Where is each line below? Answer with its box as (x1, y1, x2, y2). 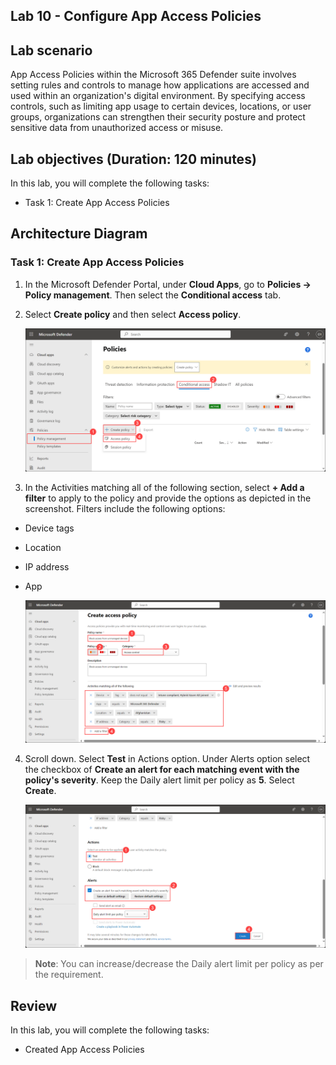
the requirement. (34, 969, 104, 981)
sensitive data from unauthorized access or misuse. (10, 122, 224, 134)
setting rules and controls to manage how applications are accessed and (10, 79, 310, 91)
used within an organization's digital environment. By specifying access (10, 90, 306, 102)
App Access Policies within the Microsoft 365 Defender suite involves (10, 69, 297, 81)
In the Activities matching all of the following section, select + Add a (24, 481, 305, 493)
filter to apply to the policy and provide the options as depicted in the (24, 492, 312, 504)
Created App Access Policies (24, 1044, 145, 1056)
